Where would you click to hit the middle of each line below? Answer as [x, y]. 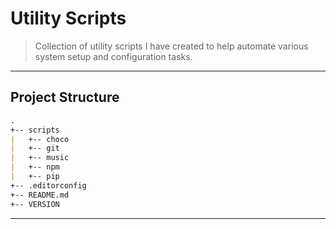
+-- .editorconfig [48, 185]
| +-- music [40, 158]
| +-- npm [35, 167]
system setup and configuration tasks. [113, 56]
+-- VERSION [35, 204]
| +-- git [35, 148]
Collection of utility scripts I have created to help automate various [171, 46]
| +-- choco [40, 139]
